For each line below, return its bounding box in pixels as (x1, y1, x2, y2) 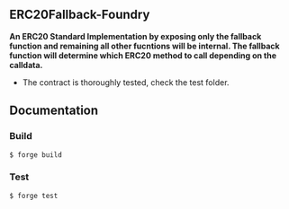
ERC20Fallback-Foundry (9, 7, 150, 22)
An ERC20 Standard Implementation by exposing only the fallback (9, 30, 262, 41)
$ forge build (9, 150, 63, 160)
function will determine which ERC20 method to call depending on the (9, 49, 277, 61)
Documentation (9, 103, 99, 118)
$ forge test (9, 191, 59, 200)
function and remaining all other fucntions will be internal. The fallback (9, 40, 281, 51)
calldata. (9, 59, 43, 70)
